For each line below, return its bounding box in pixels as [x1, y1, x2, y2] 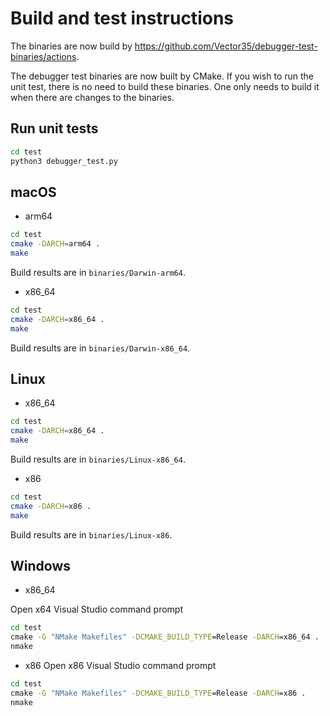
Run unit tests [10, 120, 99, 137]
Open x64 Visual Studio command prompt [10, 603, 183, 616]
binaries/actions [10, 50, 77, 62]
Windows [10, 558, 71, 575]
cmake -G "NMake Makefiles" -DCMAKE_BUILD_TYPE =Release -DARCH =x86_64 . [10, 632, 320, 642]
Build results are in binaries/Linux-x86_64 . [10, 453, 186, 465]
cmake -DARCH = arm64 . [10, 239, 101, 249]
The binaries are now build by [10, 40, 133, 52]
